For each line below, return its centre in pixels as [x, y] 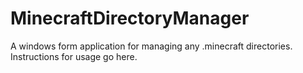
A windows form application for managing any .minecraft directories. [151, 46]
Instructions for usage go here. [74, 56]
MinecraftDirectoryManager [130, 18]
